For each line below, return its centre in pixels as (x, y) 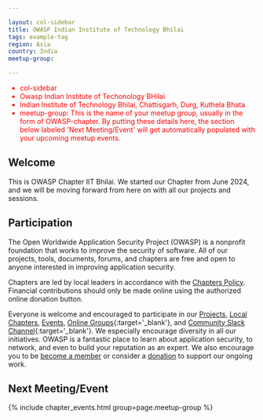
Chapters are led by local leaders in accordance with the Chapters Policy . (127, 282)
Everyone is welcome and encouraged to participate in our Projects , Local (128, 314)
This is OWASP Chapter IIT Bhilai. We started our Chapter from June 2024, (129, 181)
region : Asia (29, 44)
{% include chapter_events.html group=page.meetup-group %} (111, 407)
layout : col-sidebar (42, 22)
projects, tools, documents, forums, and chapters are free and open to (122, 258)
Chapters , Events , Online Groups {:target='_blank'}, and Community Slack (127, 322)
